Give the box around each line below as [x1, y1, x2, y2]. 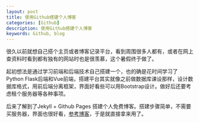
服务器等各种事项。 [21, 90, 69, 97]
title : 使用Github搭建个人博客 [6, 14, 77, 20]
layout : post [6, 8, 39, 15]
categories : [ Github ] [6, 20, 60, 26]
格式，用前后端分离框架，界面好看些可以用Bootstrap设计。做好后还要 [16, 83, 187, 90]
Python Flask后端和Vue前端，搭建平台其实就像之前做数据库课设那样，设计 [6, 75, 188, 83]
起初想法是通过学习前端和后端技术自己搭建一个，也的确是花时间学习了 [6, 68, 178, 75]
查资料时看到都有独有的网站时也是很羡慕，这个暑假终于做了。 [6, 55, 157, 62]
